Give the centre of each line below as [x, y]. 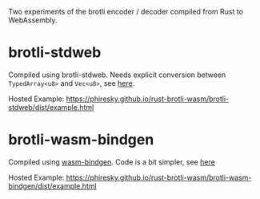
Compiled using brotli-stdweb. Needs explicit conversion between [117, 75]
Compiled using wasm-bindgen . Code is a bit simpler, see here [112, 162]
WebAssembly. [33, 20]
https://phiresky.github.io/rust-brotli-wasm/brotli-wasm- [159, 177]
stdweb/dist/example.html [51, 107]
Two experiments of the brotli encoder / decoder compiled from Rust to [126, 12]
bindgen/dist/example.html [53, 186]
